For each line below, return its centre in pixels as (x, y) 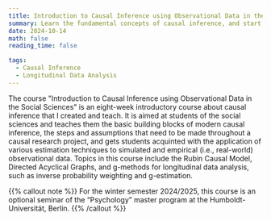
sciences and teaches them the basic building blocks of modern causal (127, 124)
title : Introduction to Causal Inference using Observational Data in (129, 16)
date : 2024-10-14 (38, 31)
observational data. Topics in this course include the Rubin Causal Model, (130, 158)
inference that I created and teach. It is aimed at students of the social (125, 115)
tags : (17, 60)
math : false (28, 38)
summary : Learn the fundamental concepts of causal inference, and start (135, 23)
